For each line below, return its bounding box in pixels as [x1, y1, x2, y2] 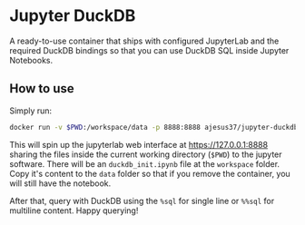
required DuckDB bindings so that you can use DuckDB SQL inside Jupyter [9, 44, 290, 55]
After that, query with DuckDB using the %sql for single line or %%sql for [9, 195, 275, 206]
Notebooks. [9, 54, 54, 65]
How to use [9, 81, 74, 96]
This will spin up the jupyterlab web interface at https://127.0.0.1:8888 [9, 139, 269, 150]
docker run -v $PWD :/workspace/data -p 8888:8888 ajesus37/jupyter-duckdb [9, 122, 299, 132]
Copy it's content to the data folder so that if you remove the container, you [9, 168, 290, 179]
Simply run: [9, 105, 53, 116]
